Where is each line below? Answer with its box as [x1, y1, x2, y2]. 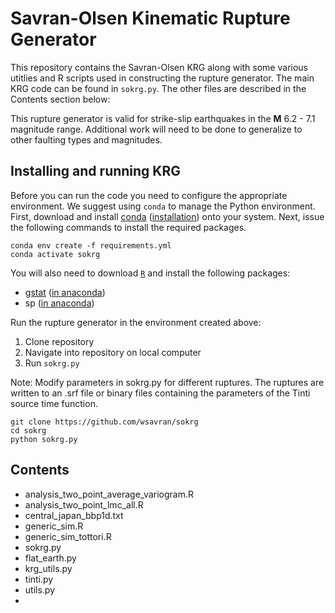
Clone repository [24, 335, 95, 347]
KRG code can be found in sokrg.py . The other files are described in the [10, 82, 307, 94]
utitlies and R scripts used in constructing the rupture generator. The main [10, 72, 315, 84]
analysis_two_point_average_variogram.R [24, 488, 194, 500]
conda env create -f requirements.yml [10, 240, 172, 251]
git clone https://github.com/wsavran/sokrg [10, 417, 199, 427]
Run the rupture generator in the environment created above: [10, 316, 262, 328]
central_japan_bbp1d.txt [24, 509, 124, 521]
